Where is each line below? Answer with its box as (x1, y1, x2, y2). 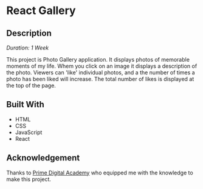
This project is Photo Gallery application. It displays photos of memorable (6, 56, 190, 63)
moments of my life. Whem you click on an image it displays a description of (6, 62, 198, 70)
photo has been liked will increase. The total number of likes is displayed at (6, 76, 194, 82)
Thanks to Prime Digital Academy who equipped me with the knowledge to (6, 169, 193, 176)
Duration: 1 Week (6, 44, 49, 51)
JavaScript (15, 129, 43, 136)
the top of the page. (6, 82, 57, 89)
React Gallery (6, 4, 76, 18)
